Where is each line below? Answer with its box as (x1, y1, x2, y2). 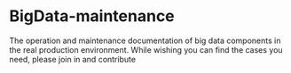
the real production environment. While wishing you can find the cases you (9, 44, 283, 55)
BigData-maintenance (9, 6, 175, 26)
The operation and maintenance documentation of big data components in (9, 35, 281, 46)
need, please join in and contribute (9, 54, 136, 64)
